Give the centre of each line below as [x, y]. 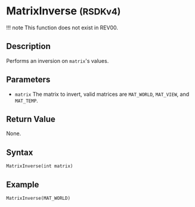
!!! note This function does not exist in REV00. [62, 28]
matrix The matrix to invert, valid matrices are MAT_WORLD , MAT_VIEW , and [102, 94]
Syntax [20, 152]
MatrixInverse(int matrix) [40, 166]
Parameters [28, 80]
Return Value [31, 119]
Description [28, 46]
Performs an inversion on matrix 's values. [58, 60]
